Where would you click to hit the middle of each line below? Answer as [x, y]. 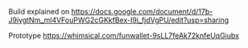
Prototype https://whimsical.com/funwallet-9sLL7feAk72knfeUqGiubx [124, 36]
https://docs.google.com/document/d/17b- [142, 12]
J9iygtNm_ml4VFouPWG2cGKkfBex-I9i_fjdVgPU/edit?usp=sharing [119, 20]
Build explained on [39, 12]
